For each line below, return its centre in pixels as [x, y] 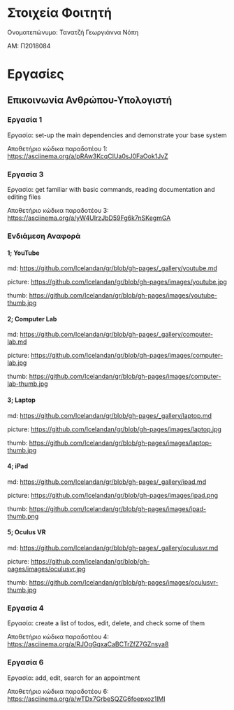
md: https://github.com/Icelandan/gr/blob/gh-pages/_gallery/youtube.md [112, 268]
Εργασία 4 [25, 608]
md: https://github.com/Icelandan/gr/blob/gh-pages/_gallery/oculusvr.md [113, 548]
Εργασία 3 [25, 174]
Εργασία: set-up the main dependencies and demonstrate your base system [117, 135]
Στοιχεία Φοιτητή [59, 13]
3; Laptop [22, 400]
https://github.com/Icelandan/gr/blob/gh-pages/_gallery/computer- [117, 335]
